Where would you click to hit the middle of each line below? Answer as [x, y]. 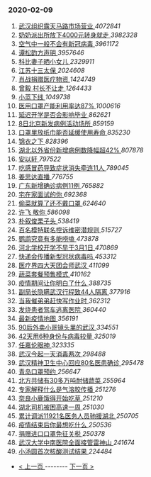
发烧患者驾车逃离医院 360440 [62, 310]
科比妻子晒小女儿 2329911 [56, 62]
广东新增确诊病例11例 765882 [61, 186]
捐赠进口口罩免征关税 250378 [62, 434]
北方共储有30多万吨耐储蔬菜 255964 [72, 381]
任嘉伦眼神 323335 [46, 345]
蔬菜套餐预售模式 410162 [54, 274]
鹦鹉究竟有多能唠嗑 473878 [58, 239]
